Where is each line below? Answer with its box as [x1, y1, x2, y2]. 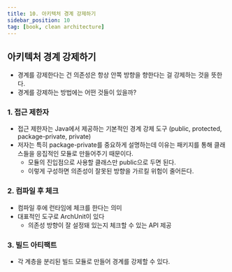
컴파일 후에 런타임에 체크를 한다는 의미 [17, 203, 122, 212]
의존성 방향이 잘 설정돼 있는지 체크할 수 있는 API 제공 [27, 221, 172, 229]
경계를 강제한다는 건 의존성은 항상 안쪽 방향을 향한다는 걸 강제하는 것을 [17, 71, 210, 79]
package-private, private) [17, 132, 92, 141]
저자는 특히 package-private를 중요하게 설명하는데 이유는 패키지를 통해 [17, 141, 213, 149]
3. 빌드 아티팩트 [7, 240, 57, 250]
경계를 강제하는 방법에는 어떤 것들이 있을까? [17, 88, 137, 96]
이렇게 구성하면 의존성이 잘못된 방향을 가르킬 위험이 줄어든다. [27, 167, 194, 176]
